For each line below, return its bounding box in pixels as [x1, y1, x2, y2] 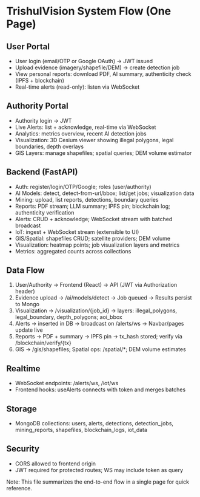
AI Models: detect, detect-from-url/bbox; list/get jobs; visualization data [15, 190, 195, 197]
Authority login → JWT [15, 117, 72, 124]
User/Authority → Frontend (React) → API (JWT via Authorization [15, 281, 178, 289]
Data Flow [6, 266, 45, 276]
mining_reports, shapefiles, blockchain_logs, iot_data [15, 427, 147, 434]
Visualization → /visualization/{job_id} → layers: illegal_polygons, [15, 307, 178, 314]
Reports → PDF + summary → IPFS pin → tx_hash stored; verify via [15, 333, 183, 340]
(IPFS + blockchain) [15, 77, 65, 84]
